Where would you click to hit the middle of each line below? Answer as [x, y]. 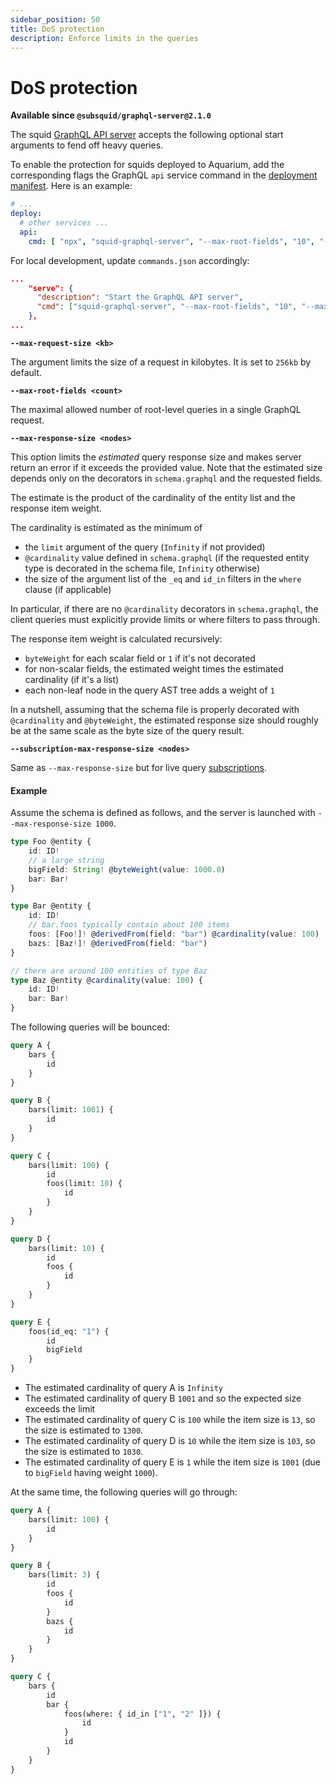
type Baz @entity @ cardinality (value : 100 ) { [106, 980]
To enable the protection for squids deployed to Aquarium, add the [147, 165]
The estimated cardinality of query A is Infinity [123, 1388]
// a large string [66, 860]
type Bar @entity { [51, 906]
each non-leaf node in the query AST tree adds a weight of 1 [149, 690]
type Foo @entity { [51, 842]
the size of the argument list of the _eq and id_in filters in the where [163, 578]
